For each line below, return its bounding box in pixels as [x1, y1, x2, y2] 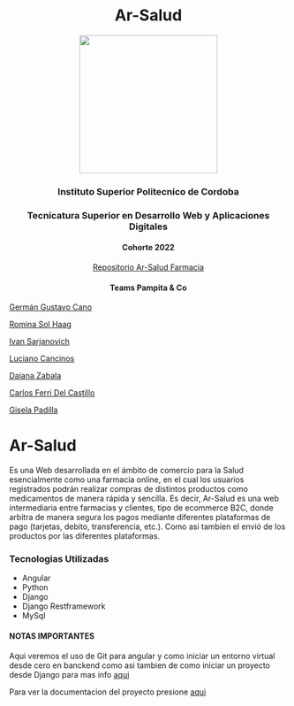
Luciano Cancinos [9, 353, 75, 364]
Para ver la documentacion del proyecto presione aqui [9, 687, 207, 697]
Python [21, 582, 49, 593]
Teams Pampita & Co [109, 282, 187, 293]
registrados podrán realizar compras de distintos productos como [9, 484, 249, 495]
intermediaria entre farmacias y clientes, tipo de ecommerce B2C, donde [9, 503, 274, 513]
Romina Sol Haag [9, 319, 72, 330]
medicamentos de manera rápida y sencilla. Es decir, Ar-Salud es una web [9, 493, 280, 504]
